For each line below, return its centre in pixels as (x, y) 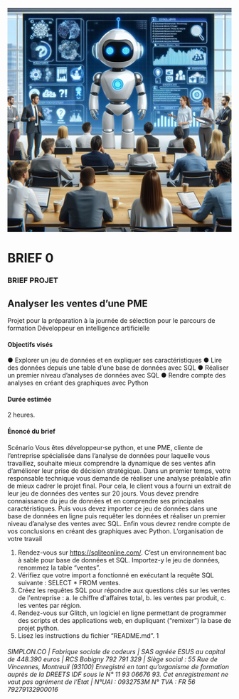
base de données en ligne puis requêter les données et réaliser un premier (117, 516)
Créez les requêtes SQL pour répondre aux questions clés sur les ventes (124, 590)
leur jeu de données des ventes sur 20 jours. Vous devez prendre (103, 493)
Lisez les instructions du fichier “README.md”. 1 (88, 635)
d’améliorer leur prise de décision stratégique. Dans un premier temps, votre (119, 471)
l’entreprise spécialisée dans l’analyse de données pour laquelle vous (109, 455)
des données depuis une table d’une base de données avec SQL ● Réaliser (118, 368)
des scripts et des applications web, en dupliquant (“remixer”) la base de (124, 620)
